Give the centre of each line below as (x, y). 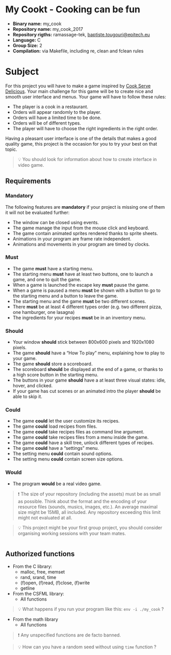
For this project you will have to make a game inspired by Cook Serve (78, 86)
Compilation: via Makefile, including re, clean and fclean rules (78, 51)
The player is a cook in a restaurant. (50, 107)
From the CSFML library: (39, 593)
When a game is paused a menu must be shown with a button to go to (87, 290)
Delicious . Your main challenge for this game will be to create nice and (79, 91)
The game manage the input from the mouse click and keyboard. (81, 228)
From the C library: (32, 566)
